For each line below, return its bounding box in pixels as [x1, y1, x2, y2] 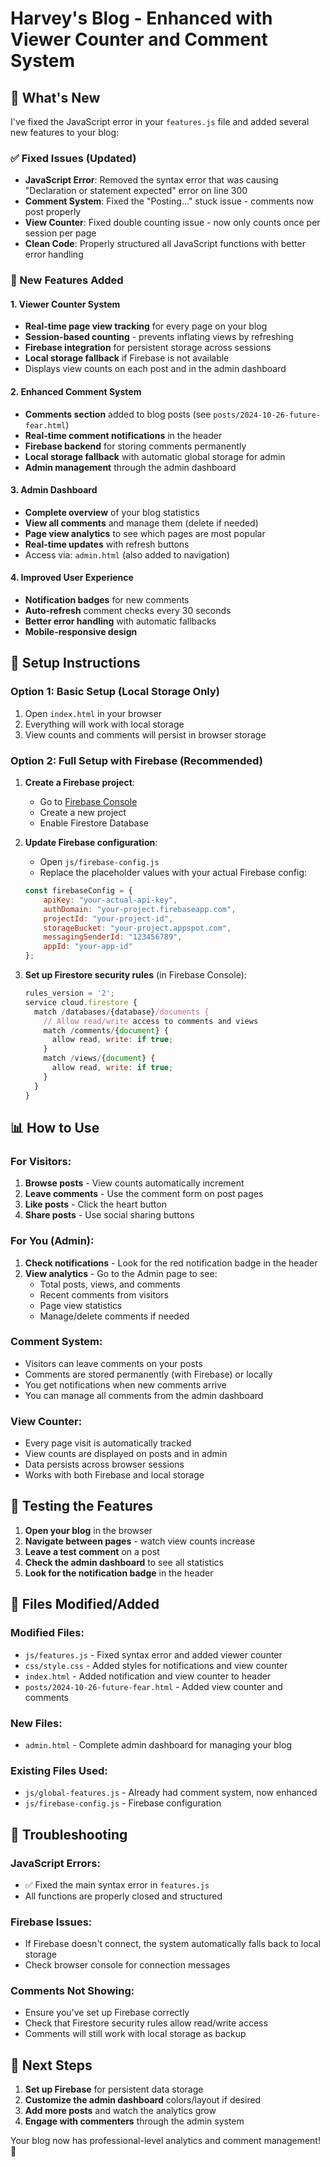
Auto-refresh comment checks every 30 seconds [24, 605, 232, 617]
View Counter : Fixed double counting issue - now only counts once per [24, 217, 321, 229]
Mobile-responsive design [24, 626, 138, 638]
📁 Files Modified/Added [10, 1596, 160, 1613]
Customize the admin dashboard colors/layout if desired [24, 2094, 262, 2106]
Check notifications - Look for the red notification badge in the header [24, 1257, 318, 1269]
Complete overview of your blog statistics [24, 506, 200, 518]
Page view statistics [39, 1299, 123, 1311]
